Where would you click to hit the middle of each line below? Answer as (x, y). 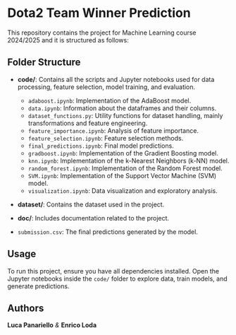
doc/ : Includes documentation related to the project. (93, 218)
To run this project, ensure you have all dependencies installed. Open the (113, 271)
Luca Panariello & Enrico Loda (52, 325)
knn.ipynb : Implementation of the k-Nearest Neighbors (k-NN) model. (129, 160)
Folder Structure (44, 63)
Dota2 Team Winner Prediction (99, 13)
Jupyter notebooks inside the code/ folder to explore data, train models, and (117, 278)
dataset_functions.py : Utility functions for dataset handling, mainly (125, 115)
